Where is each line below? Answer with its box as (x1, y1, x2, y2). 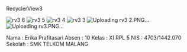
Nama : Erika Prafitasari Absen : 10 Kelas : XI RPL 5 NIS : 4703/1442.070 (6, 34, 182, 41)
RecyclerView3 (6, 5, 43, 12)
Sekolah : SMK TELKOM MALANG (6, 41, 89, 47)
